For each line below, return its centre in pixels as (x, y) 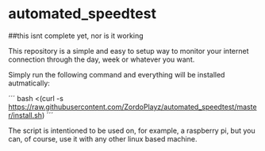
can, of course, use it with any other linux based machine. (103, 138)
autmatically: (29, 83)
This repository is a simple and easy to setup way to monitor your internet (129, 51)
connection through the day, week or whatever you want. (102, 59)
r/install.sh (25, 115)
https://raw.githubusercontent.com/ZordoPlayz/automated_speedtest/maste (132, 107)
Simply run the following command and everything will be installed (117, 74)
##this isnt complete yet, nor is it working (76, 36)
